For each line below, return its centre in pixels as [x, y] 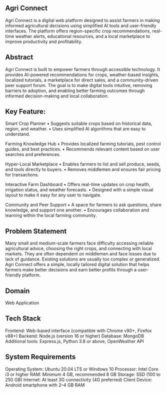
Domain [17, 291]
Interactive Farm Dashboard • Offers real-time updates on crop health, [78, 184]
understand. [18, 134]
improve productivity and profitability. [44, 41]
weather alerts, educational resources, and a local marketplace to [83, 36]
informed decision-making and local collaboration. [57, 96]
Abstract [19, 57]
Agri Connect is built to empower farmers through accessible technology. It [83, 69]
